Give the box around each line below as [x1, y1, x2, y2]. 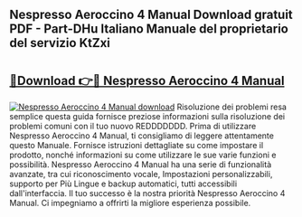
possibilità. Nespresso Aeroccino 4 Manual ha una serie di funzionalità [9, 159, 272, 170]
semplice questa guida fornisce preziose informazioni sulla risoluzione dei [9, 111, 286, 121]
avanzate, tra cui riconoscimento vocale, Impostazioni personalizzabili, [9, 169, 273, 179]
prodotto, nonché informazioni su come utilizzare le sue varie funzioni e [9, 149, 277, 160]
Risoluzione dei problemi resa [176, 101, 288, 112]
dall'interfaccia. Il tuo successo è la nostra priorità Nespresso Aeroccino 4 [9, 188, 286, 198]
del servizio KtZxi [9, 35, 111, 51]
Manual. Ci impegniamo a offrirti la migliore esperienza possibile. [9, 198, 251, 208]
